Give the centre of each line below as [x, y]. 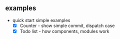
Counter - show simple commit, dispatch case [67, 25]
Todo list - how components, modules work [64, 31]
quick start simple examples [41, 20]
